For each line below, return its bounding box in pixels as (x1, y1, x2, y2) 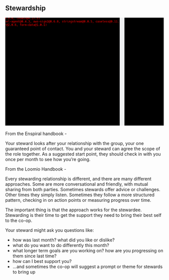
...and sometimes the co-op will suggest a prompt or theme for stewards (12, 263, 163, 270)
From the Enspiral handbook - (5, 130, 67, 137)
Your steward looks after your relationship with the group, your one (5, 141, 144, 147)
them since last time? (12, 253, 57, 259)
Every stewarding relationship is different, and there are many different (5, 176, 152, 182)
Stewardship (5, 4, 46, 13)
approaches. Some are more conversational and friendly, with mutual (5, 181, 148, 187)
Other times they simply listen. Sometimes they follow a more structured (5, 192, 155, 198)
